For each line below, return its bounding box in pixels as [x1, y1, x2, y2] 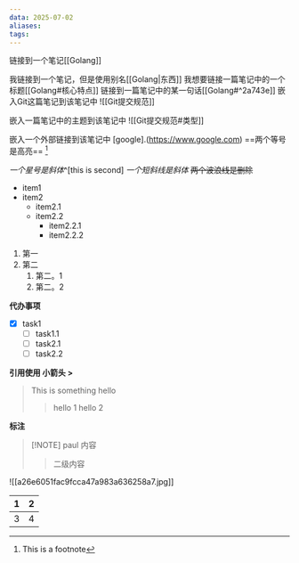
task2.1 [35, 339, 61, 349]
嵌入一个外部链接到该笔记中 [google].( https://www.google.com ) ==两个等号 [9, 135, 287, 145]
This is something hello [30, 385, 117, 396]
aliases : [9, 21, 42, 30]
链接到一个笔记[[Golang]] [9, 55, 102, 66]
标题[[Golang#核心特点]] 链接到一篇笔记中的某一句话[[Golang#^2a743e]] [9, 86, 276, 96]
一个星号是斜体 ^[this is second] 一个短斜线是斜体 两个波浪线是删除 [9, 165, 254, 175]
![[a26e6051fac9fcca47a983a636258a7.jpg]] [9, 477, 174, 487]
